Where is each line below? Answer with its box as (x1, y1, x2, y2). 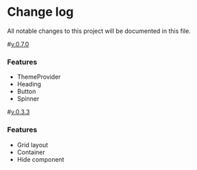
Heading (16, 80, 42, 88)
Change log (7, 4, 74, 20)
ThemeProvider (16, 73, 62, 81)
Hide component (16, 155, 65, 163)
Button (16, 87, 36, 96)
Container (16, 148, 46, 156)
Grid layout (16, 141, 49, 149)
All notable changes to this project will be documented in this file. (7, 27, 192, 35)
